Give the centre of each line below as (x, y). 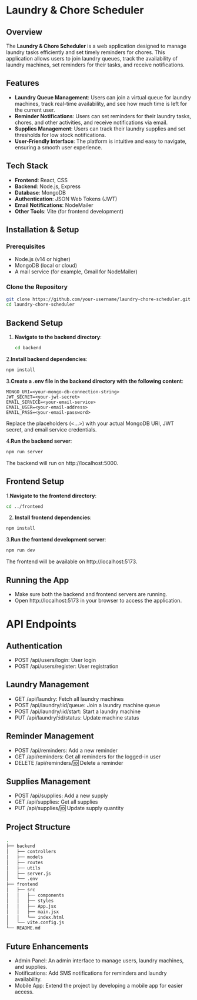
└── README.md (24, 928)
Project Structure (38, 827)
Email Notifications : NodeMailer (54, 205)
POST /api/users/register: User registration (66, 666)
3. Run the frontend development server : (56, 540)
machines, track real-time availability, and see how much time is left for (101, 103)
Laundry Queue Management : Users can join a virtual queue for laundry (103, 97)
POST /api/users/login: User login (55, 660)
